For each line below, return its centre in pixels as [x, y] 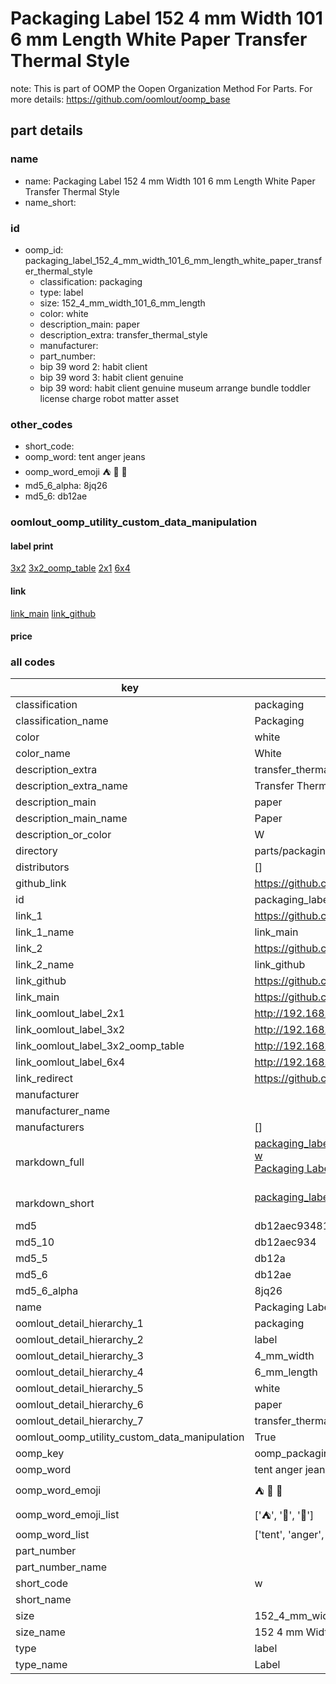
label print [32, 546]
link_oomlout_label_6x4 [70, 1062]
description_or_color [63, 835]
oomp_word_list [52, 1535]
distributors [42, 867]
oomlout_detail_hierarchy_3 [79, 1356]
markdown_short [55, 1204]
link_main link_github [53, 613]
